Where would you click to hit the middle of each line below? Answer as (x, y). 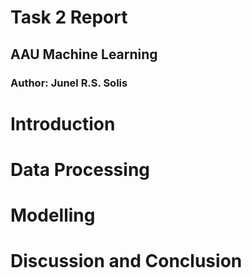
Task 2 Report (69, 17)
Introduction (63, 123)
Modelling (53, 215)
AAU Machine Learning (84, 54)
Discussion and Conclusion (126, 261)
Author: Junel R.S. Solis (69, 83)
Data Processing (80, 169)
